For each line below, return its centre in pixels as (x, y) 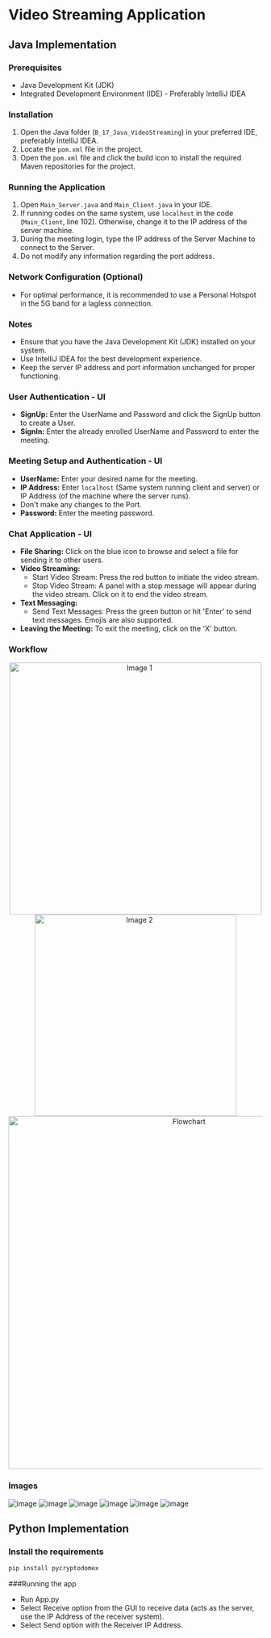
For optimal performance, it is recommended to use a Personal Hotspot (138, 294)
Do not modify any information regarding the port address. (117, 256)
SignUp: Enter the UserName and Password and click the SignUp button (140, 415)
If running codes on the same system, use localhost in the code (127, 213)
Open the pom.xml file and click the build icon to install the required (131, 158)
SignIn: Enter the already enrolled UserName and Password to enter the (140, 431)
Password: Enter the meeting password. (87, 513)
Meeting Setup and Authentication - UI (85, 461)
